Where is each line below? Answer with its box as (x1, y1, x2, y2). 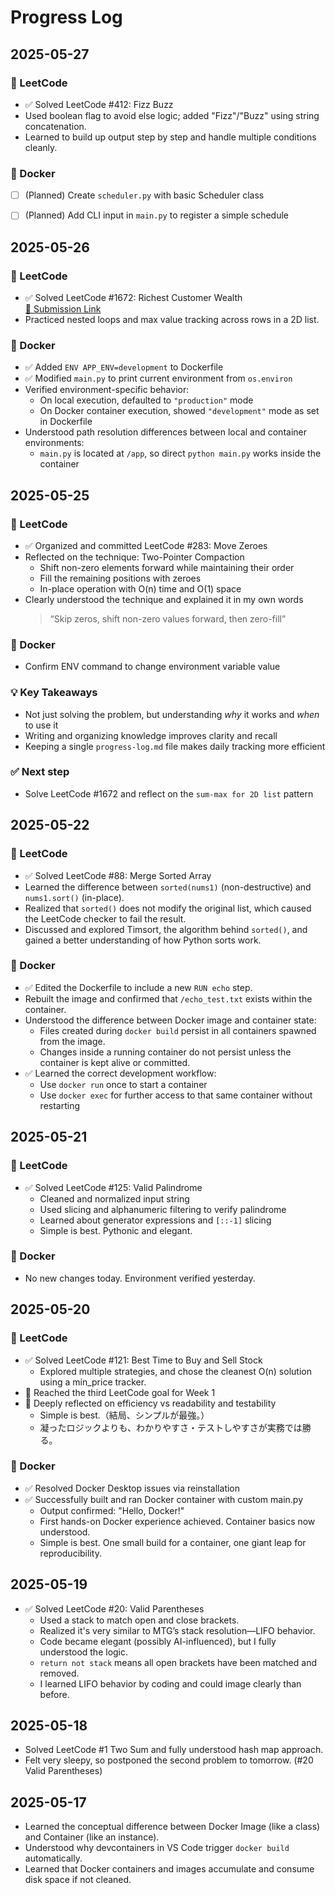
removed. (39, 1667, 80, 1679)
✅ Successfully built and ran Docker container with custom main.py (24, 1493, 304, 1505)
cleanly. (24, 141, 58, 153)
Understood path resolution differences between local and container (24, 426, 307, 438)
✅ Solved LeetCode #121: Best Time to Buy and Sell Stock (24, 1354, 263, 1366)
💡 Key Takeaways (10, 686, 98, 700)
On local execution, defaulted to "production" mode (39, 394, 254, 406)
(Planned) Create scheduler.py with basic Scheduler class (24, 189, 265, 201)
